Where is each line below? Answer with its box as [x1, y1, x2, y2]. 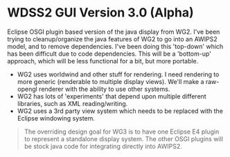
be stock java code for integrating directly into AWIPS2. [24, 142, 182, 150]
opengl [17, 85, 38, 93]
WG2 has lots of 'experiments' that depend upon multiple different [17, 92, 206, 101]
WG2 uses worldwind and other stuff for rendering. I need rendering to [17, 70, 220, 78]
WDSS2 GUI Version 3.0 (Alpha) [7, 5, 194, 21]
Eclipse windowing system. [17, 114, 96, 122]
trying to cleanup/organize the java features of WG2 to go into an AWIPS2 [7, 34, 218, 43]
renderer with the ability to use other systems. [39, 85, 170, 93]
